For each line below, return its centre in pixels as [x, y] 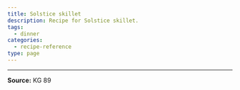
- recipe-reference [43, 47]
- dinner [27, 34]
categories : [25, 40]
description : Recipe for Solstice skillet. [73, 21]
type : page [24, 54]
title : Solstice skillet [44, 14]
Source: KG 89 [29, 80]
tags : [15, 27]
